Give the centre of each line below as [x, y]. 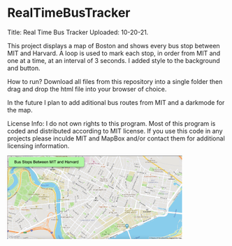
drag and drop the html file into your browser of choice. [87, 89]
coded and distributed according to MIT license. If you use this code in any [115, 131]
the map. [20, 110]
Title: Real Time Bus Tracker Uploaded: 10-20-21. [78, 32]
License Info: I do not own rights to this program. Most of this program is [111, 123]
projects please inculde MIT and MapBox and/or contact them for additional [116, 138]
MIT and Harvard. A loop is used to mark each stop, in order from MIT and [114, 53]
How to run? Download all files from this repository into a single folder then [115, 81]
